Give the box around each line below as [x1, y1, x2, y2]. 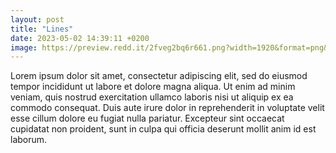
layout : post [10, 14, 65, 25]
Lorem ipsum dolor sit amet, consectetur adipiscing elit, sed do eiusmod [10, 70, 308, 82]
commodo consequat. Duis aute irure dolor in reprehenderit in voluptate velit [10, 102, 325, 114]
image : [10, 42, 38, 53]
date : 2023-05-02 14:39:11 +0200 [10, 33, 150, 43]
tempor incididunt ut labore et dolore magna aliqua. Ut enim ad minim [10, 81, 296, 93]
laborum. [10, 134, 48, 146]
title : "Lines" [10, 24, 74, 34]
